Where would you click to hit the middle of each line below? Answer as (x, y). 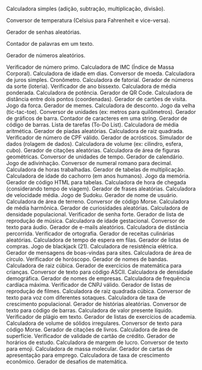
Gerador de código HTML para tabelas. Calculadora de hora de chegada (96, 182)
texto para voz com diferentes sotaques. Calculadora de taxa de (86, 297)
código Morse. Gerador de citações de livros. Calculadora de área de (92, 330)
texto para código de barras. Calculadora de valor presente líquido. (90, 310)
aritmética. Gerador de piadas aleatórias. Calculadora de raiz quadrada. (95, 131)
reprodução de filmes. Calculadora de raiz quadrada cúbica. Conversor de (99, 291)
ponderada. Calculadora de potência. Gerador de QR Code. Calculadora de (99, 92)
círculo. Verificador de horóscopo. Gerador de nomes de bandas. (87, 259)
